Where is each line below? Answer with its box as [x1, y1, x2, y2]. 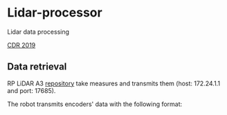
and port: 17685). [7, 86, 56, 94]
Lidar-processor [7, 5, 102, 21]
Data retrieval [7, 61, 67, 73]
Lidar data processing [7, 28, 70, 36]
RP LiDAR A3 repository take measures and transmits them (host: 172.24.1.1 [7, 79, 220, 87]
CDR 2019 [7, 41, 36, 49]
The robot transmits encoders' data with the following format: [7, 100, 183, 108]
